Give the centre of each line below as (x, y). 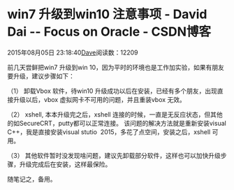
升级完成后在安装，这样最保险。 (65, 164)
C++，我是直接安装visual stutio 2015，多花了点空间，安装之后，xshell (109, 132)
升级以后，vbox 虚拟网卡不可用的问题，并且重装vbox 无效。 (100, 99)
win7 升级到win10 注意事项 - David (107, 14)
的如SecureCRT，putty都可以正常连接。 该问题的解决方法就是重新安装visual (117, 123)
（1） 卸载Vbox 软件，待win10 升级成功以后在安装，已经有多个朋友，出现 (112, 91)
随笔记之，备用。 (32, 179)
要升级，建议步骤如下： (41, 76)
